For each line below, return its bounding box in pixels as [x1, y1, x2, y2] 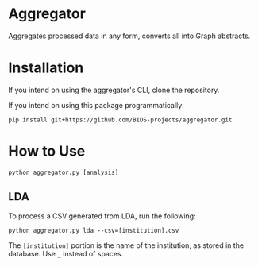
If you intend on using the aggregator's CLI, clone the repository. [8, 85, 220, 94]
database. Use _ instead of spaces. [8, 249, 124, 258]
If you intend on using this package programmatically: [8, 100, 184, 110]
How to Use [8, 142, 86, 160]
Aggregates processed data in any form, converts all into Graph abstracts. [8, 31, 251, 40]
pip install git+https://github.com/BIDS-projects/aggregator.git [8, 116, 233, 124]
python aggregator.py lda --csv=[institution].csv [8, 226, 179, 234]
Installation [8, 59, 84, 77]
